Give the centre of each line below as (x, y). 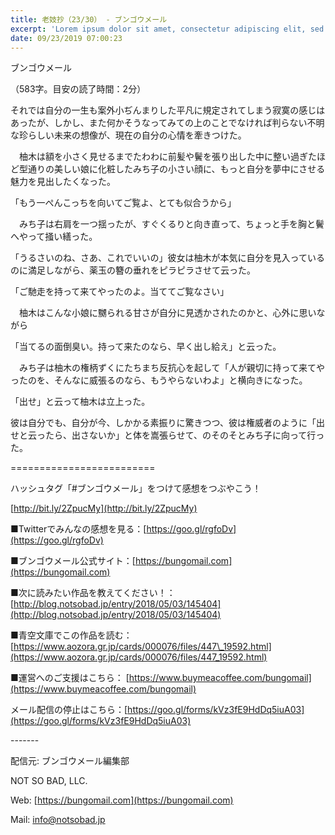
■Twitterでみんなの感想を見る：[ (78, 529)
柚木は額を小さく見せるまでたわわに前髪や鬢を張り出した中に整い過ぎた (167, 157)
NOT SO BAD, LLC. (49, 781)
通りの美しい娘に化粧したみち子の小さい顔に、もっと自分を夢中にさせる (176, 169)
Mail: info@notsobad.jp (58, 820)
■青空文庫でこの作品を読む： (71, 635)
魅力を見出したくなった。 (63, 182)
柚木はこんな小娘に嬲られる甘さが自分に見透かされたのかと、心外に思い (167, 313)
